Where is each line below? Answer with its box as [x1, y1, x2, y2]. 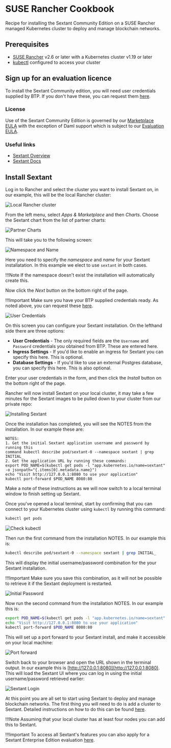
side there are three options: [5, 328, 65, 334]
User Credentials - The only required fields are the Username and [12, 338, 149, 344]
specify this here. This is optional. [12, 354, 84, 360]
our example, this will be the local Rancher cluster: [5, 192, 111, 198]
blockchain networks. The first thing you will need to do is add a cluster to [5, 701, 161, 707]
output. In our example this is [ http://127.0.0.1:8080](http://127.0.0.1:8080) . [5, 665, 160, 671]
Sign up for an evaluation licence [5, 74, 112, 83]
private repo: [5, 401, 32, 407]
